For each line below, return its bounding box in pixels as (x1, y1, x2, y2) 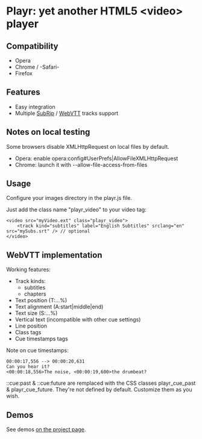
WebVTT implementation (6, 250, 103, 260)
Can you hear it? (6, 364, 50, 370)
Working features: (6, 266, 51, 273)
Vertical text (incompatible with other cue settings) (14, 316, 141, 323)
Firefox (14, 70, 33, 76)
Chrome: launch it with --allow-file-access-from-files (14, 161, 148, 168)
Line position (14, 322, 47, 329)
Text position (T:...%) (14, 297, 68, 304)
